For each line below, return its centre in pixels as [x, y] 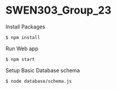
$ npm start [20, 59]
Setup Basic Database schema [43, 70]
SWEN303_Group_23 [58, 10]
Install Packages [25, 27]
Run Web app [22, 49]
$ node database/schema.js [39, 81]
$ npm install [23, 37]
